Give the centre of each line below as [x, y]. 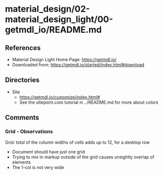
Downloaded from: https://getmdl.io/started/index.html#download [78, 65]
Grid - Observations [29, 131]
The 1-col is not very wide [38, 167]
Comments [22, 118]
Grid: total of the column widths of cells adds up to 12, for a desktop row [77, 142]
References [23, 48]
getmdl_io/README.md [54, 30]
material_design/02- [47, 9]
